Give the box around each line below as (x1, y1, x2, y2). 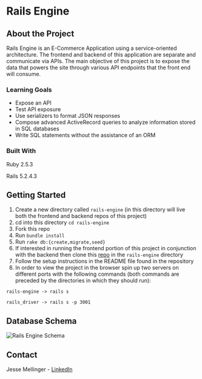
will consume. (6, 70, 41, 77)
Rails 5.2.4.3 (6, 172, 38, 180)
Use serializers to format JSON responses (15, 112, 120, 120)
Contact (6, 349, 38, 360)
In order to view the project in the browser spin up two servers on (15, 264, 179, 271)
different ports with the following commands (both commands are (15, 270, 180, 278)
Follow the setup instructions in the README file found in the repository (15, 258, 194, 265)
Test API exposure (15, 106, 61, 113)
